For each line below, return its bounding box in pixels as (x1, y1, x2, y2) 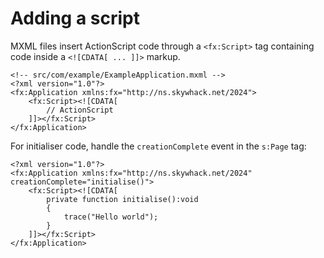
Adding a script (10, 7, 140, 30)
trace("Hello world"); (63, 212, 159, 222)
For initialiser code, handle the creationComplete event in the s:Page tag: (10, 140, 307, 152)
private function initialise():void (46, 194, 199, 204)
